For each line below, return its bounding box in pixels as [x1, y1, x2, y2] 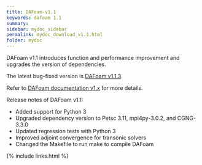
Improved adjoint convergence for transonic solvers [15, 134, 146, 141]
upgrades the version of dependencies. [6, 61, 106, 68]
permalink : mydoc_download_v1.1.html [6, 32, 103, 38]
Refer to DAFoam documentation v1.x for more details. [6, 84, 143, 92]
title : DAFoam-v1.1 [6, 9, 56, 15]
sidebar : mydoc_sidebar [6, 26, 68, 32]
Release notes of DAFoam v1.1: [6, 96, 84, 103]
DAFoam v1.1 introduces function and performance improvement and [6, 54, 180, 61]
